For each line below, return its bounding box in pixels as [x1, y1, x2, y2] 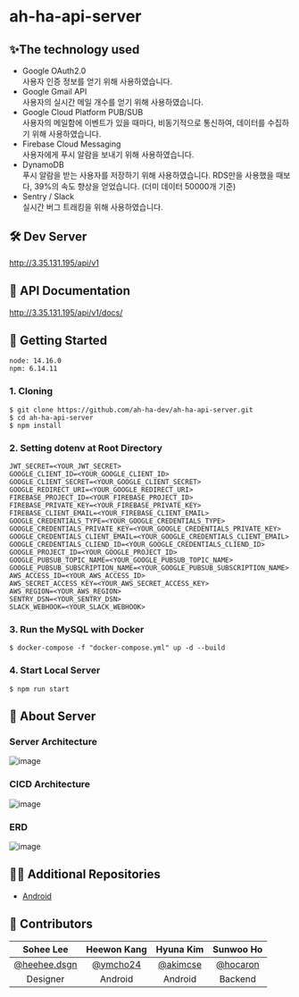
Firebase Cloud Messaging [21, 138, 121, 149]
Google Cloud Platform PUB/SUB [21, 107, 144, 117]
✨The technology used [9, 42, 140, 57]
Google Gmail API [21, 87, 87, 96]
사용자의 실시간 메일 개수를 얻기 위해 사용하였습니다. [21, 96, 203, 107]
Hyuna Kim [155, 943, 204, 955]
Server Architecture [9, 735, 98, 748]
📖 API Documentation [9, 283, 131, 298]
